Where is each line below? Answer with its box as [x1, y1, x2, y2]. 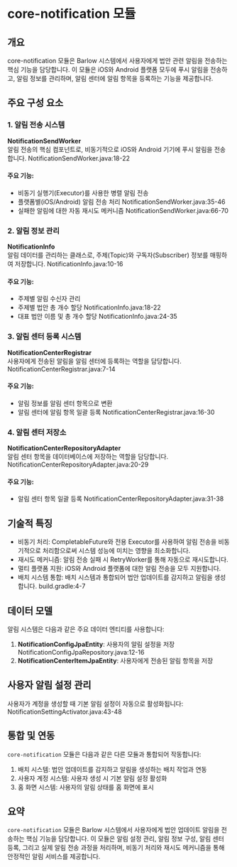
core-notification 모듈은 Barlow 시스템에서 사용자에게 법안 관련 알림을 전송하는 [7, 57, 228, 65]
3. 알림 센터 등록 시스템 [7, 332, 82, 342]
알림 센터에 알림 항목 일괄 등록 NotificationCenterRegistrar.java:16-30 [17, 408, 215, 416]
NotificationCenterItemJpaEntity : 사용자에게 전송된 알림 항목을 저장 [17, 657, 214, 665]
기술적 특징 [7, 517, 53, 529]
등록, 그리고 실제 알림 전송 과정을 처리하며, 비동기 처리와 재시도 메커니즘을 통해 [7, 844, 225, 852]
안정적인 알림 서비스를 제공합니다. [7, 852, 101, 861]
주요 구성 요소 [7, 97, 64, 109]
